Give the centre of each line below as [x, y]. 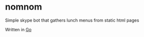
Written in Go [18, 29]
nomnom [24, 7]
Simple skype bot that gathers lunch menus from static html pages [72, 20]
